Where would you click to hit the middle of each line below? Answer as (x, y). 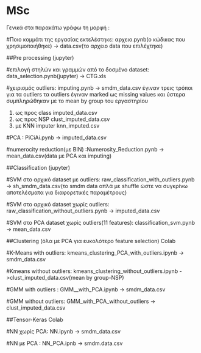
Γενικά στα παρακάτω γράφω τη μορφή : (58, 27)
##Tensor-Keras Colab (35, 319)
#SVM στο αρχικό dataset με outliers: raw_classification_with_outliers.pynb (100, 179)
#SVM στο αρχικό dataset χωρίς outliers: (58, 204)
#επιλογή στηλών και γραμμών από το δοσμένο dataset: (78, 69)
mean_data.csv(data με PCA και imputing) (59, 156)
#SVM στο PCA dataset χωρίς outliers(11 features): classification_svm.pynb (101, 222)
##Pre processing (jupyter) (40, 57)
